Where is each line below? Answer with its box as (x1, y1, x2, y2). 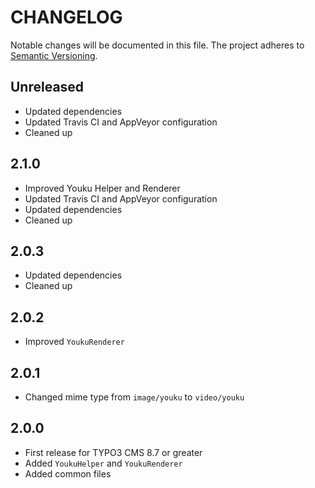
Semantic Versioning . (10, 49, 98, 61)
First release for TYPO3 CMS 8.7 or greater (24, 446, 203, 458)
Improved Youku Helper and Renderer (24, 182, 181, 194)
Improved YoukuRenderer (24, 336, 125, 348)
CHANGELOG (10, 6, 123, 29)
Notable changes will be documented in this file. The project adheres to (10, 39, 305, 51)
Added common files (24, 467, 112, 480)
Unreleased (10, 79, 85, 96)
